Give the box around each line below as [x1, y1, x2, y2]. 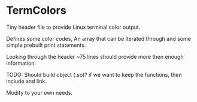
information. [6, 59, 37, 67]
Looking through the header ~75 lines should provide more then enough [6, 53, 184, 60]
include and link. [6, 77, 47, 85]
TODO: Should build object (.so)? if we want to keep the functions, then [6, 71, 182, 78]
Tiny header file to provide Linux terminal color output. [6, 23, 141, 31]
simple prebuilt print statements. [6, 41, 86, 49]
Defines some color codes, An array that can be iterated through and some [6, 35, 192, 42]
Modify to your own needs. [6, 89, 73, 96]
